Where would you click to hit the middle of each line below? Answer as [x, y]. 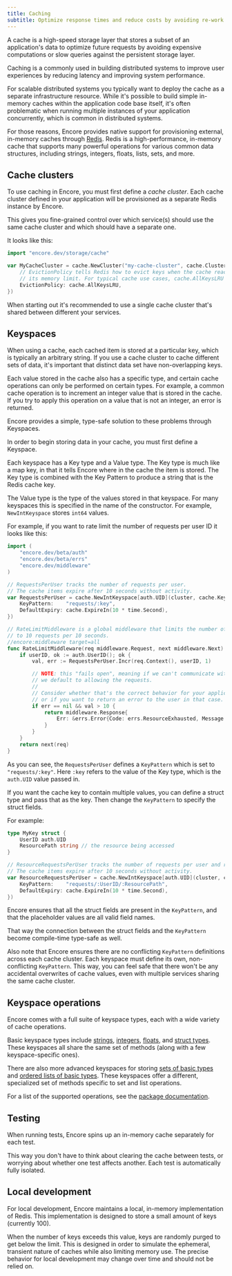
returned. [20, 408]
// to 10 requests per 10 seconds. [58, 636]
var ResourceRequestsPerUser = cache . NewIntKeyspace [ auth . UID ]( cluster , [114, 878]
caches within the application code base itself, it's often [112, 103]
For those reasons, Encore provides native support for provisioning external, [116, 131]
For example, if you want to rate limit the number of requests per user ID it [112, 526]
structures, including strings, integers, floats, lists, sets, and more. [101, 154]
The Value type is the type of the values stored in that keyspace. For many [113, 498]
